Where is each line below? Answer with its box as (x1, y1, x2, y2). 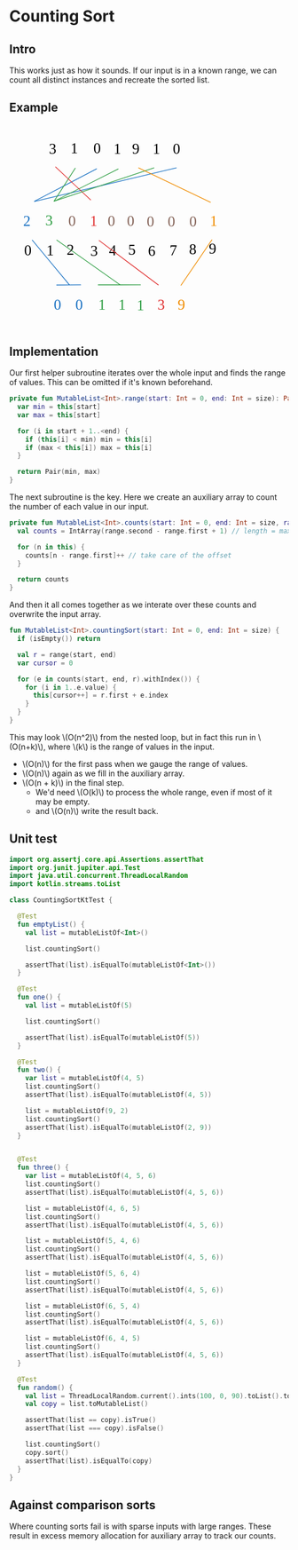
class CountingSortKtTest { (9, 896, 114, 905)
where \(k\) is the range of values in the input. (47, 741, 216, 752)
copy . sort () (25, 1448, 69, 1457)
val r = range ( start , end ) (17, 650, 117, 659)
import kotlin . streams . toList (9, 880, 122, 889)
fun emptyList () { (17, 920, 86, 929)
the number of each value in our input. (9, 502, 149, 512)
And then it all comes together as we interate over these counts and (9, 599, 257, 610)
